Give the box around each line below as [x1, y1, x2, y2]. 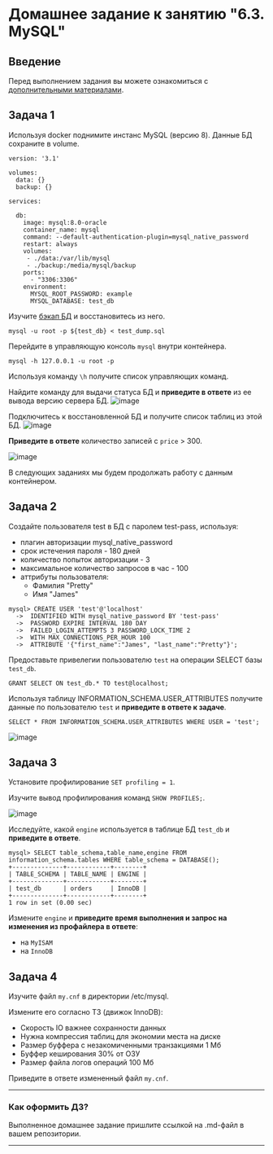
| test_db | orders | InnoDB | [8, 884, 148, 893]
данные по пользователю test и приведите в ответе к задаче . [8, 702, 227, 712]
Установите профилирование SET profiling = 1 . [8, 777, 175, 787]
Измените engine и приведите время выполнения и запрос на [8, 913, 227, 923]
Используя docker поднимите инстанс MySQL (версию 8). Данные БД [8, 129, 253, 139]
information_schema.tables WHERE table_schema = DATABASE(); [8, 856, 220, 864]
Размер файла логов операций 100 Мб [19, 1058, 154, 1068]
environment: [23, 283, 67, 291]
